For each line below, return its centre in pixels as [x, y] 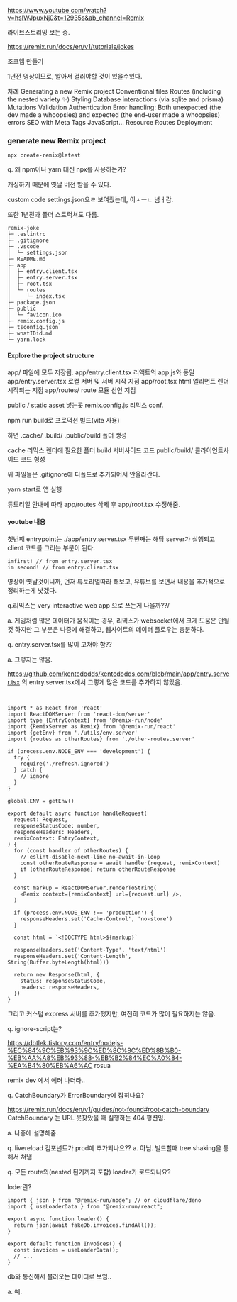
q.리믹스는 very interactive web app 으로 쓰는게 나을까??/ [89, 605]
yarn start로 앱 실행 [35, 489]
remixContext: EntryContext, [57, 838]
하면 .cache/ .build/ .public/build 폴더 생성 [67, 435]
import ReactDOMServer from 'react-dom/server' [79, 714]
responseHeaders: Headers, [54, 832]
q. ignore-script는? [35, 1028]
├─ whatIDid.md [30, 334]
